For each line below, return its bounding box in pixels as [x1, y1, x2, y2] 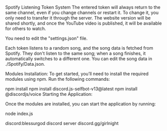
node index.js [5, 110, 33, 116]
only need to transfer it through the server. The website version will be [5, 15, 151, 21]
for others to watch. [5, 26, 46, 32]
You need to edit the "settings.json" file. [5, 35, 88, 41]
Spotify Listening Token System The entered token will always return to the [5, 5, 161, 10]
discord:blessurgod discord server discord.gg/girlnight [5, 120, 119, 126]
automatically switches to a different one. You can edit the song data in [5, 56, 152, 62]
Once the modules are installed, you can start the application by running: [5, 101, 156, 107]
